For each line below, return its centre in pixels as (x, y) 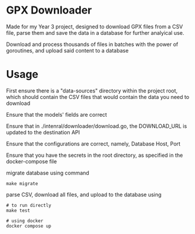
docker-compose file (32, 161)
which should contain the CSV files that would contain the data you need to (98, 97)
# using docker (25, 221)
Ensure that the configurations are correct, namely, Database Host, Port (93, 144)
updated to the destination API (43, 132)
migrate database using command (48, 173)
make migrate (22, 183)
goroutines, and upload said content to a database (67, 50)
